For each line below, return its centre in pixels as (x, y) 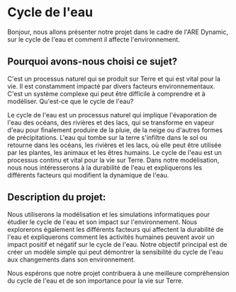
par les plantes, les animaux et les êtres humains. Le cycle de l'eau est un (114, 152)
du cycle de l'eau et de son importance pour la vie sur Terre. (96, 281)
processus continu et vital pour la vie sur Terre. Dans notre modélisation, (113, 160)
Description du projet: (57, 198)
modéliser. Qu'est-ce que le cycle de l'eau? (71, 101)
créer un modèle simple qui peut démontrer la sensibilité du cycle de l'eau (115, 252)
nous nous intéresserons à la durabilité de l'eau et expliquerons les (105, 168)
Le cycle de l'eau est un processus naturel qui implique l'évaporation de (112, 115)
